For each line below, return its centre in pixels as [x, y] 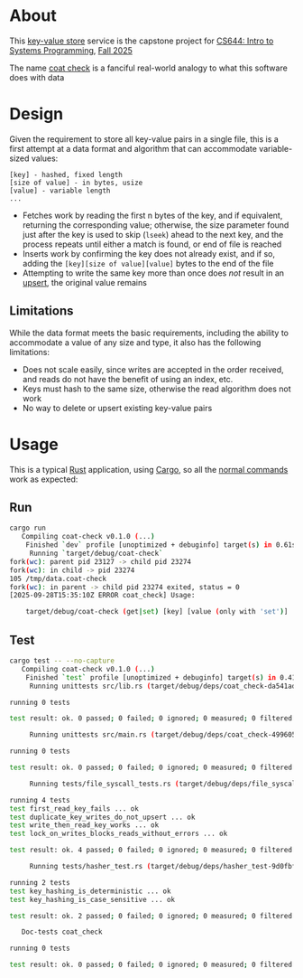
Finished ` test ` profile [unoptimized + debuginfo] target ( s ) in [151, 677]
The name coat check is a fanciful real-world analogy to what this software [149, 68]
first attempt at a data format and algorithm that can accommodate [133, 148]
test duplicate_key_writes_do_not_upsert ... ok [102, 817]
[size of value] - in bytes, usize [76, 183]
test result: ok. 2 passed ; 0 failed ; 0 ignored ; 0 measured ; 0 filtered [151, 916]
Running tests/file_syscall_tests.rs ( [104, 784]
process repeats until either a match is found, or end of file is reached [152, 244]
